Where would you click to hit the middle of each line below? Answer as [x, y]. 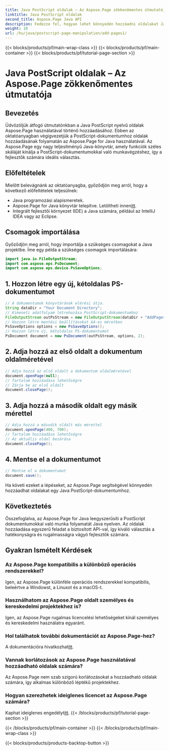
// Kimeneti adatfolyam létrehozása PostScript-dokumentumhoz [72, 312]
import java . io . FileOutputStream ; [41, 259]
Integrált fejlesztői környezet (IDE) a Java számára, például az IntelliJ [84, 211]
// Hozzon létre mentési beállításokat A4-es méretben [64, 322]
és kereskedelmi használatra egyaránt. [45, 623]
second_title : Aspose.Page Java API [44, 19]
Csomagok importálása [43, 232]
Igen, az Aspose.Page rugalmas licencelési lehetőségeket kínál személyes [82, 617]
